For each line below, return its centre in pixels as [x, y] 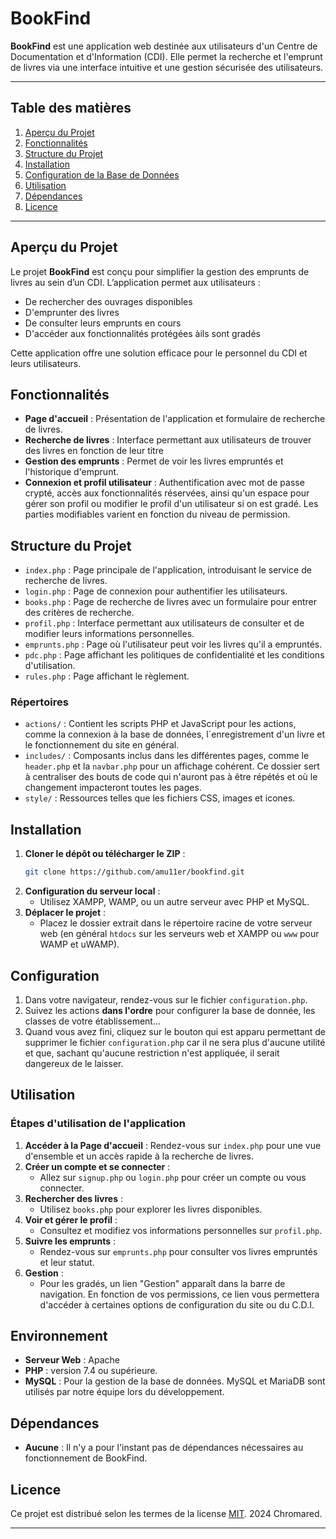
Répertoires [39, 702]
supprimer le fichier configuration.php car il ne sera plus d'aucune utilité [175, 1042]
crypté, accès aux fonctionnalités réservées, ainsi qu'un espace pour [167, 493]
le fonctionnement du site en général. [102, 745]
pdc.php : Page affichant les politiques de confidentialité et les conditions [174, 655]
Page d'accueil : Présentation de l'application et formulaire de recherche [175, 419]
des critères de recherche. [79, 613]
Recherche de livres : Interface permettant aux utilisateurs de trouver [168, 440]
